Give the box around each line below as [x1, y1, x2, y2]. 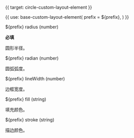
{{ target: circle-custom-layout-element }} [5, 5, 92, 10]
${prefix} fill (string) [5, 96, 46, 102]
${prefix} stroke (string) [5, 117, 54, 123]
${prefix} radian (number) [5, 55, 59, 61]
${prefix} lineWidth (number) [5, 76, 65, 81]
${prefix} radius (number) [5, 24, 59, 30]
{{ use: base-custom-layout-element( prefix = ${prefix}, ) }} [5, 14, 129, 20]
